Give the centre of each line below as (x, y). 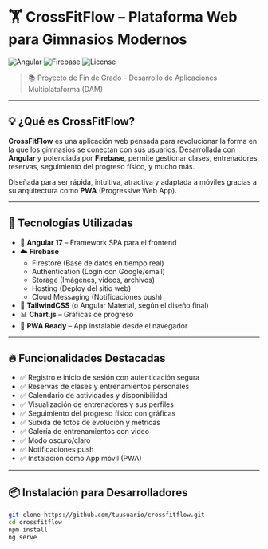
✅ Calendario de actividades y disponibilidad (93, 396)
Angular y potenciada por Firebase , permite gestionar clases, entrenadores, (134, 157)
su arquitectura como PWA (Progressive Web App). (93, 190)
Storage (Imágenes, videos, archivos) (93, 280)
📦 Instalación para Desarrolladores (98, 493)
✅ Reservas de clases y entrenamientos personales (104, 387)
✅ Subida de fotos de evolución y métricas (90, 423)
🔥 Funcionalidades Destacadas (87, 358)
